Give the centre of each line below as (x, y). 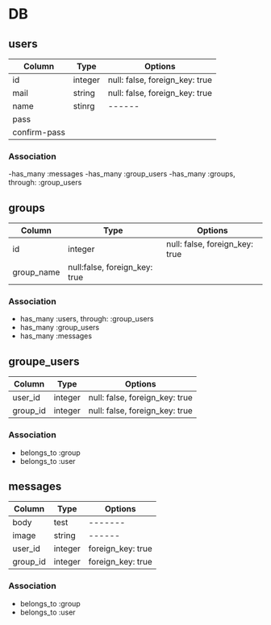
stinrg (84, 106)
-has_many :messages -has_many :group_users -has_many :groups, (122, 174)
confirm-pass (39, 132)
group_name (36, 272)
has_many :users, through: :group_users (87, 319)
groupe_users (44, 361)
